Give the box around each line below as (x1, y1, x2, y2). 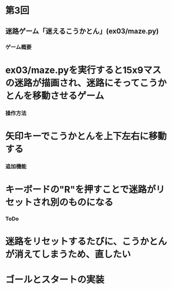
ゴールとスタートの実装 (5, 274, 105, 285)
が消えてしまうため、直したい (5, 248, 131, 260)
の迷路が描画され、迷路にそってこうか (5, 77, 167, 89)
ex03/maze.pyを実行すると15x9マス (5, 64, 162, 76)
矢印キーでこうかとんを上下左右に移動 (5, 130, 167, 142)
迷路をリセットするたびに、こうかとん (5, 236, 167, 247)
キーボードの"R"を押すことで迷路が (5, 183, 156, 195)
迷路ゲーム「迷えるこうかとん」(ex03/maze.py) (5, 27, 159, 35)
